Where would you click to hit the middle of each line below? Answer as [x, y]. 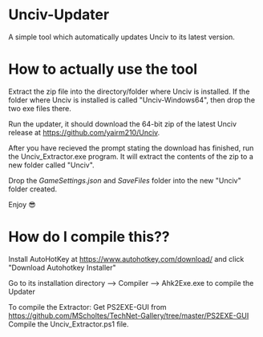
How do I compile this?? [89, 237]
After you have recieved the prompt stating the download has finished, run [131, 148]
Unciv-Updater [59, 15]
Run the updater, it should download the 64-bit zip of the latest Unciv [123, 124]
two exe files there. [40, 108]
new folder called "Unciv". [51, 165]
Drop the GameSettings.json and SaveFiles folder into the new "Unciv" [125, 180]
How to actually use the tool [103, 69]
